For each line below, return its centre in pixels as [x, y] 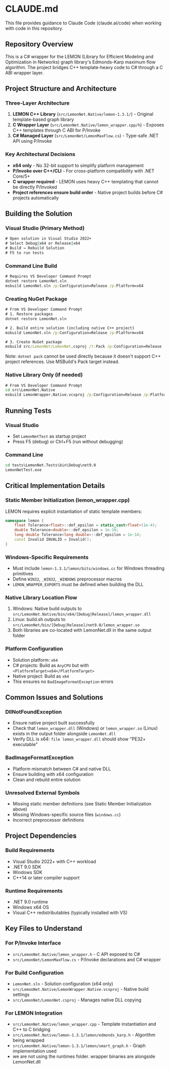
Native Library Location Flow [41, 598]
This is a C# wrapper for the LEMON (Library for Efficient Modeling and [79, 56]
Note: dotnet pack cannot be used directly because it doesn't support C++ [83, 357]
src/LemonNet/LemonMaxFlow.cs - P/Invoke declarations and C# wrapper [87, 959]
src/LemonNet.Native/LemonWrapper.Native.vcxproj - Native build [80, 989]
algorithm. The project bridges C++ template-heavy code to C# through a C [84, 67]
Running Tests [28, 411]
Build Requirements [30, 850]
